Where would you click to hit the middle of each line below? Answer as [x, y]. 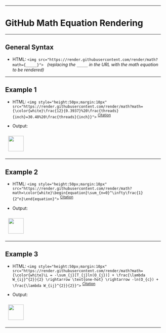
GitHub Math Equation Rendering [74, 23]
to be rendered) [28, 70]
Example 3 [22, 254]
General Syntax [29, 47]
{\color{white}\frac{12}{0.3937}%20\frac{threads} [65, 111]
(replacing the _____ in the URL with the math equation [103, 64]
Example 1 [21, 90]
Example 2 [21, 172]
